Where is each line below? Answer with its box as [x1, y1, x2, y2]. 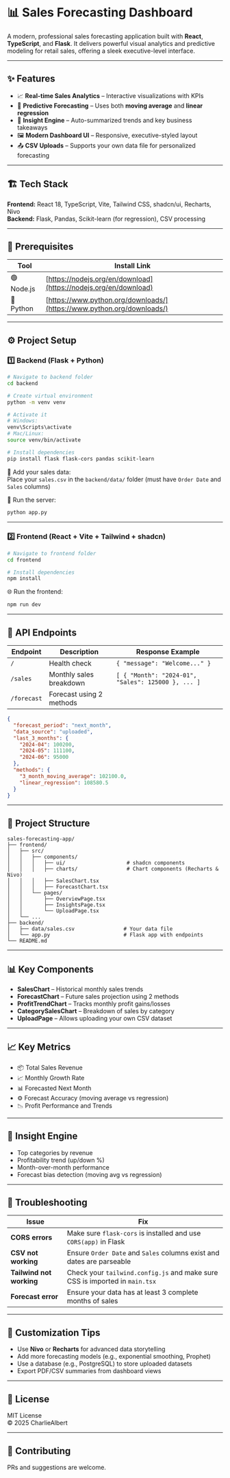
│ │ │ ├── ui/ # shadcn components [7, 860, 186, 867]
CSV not [10, 1248, 39, 1258]
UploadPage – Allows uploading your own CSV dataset [16, 1015, 172, 1023]
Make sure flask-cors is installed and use [66, 1228, 201, 1238]
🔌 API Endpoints [7, 627, 77, 638]
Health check [49, 659, 92, 668]
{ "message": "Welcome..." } [116, 659, 212, 668]
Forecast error [10, 1292, 58, 1302]
